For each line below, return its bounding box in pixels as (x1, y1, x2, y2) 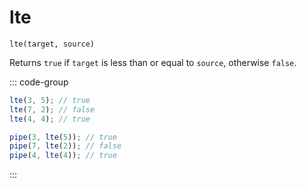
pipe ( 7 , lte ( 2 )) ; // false (9, 141, 122, 151)
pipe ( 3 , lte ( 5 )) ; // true (9, 132, 117, 142)
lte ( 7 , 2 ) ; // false (9, 104, 96, 115)
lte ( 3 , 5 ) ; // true (9, 95, 91, 105)
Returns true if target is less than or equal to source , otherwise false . (9, 56, 297, 68)
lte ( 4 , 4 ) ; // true (9, 114, 91, 124)
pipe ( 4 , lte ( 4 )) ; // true (9, 151, 117, 161)
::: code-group (9, 76, 69, 88)
